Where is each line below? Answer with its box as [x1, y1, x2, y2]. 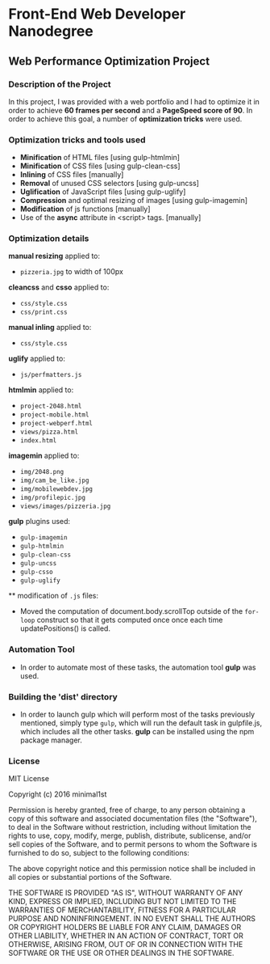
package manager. [19, 735, 83, 745]
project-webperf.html [19, 420, 93, 428]
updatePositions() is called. [19, 624, 111, 633]
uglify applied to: [8, 353, 66, 364]
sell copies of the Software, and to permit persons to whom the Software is [8, 839, 258, 849]
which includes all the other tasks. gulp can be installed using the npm [19, 727, 255, 737]
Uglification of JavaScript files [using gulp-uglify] [19, 187, 186, 197]
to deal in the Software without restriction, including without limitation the [8, 822, 251, 832]
